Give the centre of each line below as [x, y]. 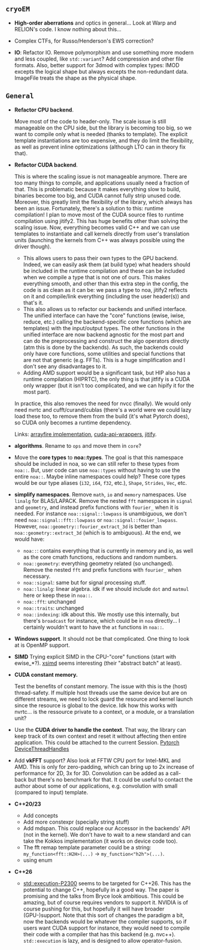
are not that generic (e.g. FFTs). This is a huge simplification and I [104, 360]
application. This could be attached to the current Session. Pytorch [97, 742]
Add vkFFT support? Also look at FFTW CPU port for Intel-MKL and [97, 760]
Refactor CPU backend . [44, 110]
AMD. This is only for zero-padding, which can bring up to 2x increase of [104, 767]
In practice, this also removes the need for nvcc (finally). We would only [103, 403]
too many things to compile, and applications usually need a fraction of [102, 183]
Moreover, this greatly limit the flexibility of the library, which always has [103, 202]
